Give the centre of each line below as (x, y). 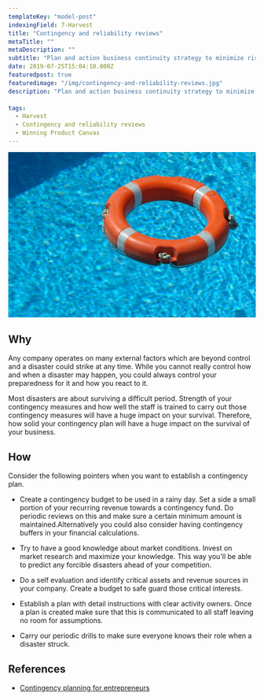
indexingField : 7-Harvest (50, 25)
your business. (32, 432)
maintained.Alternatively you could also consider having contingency (131, 524)
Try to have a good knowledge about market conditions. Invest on (126, 548)
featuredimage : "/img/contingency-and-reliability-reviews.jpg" (115, 83)
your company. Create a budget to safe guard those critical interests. (131, 589)
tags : (17, 108)
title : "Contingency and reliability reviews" (86, 33)
